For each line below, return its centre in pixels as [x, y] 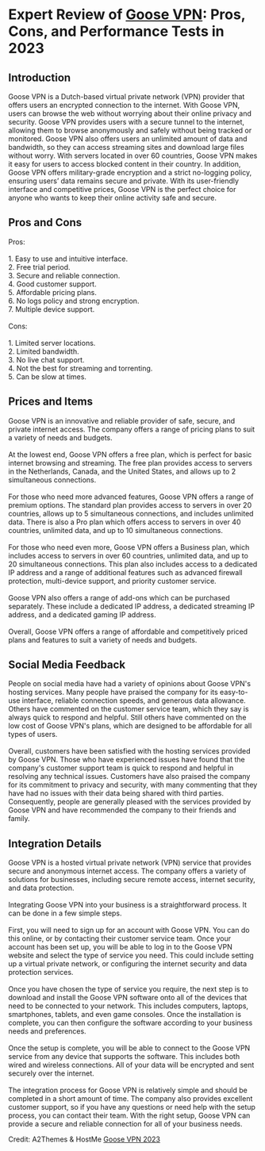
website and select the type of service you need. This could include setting [131, 955]
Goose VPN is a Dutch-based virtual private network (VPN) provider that [127, 96]
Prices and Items [51, 402]
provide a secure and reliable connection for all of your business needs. [125, 1124]
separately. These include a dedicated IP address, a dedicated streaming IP [132, 606]
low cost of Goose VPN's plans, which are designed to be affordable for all [130, 726]
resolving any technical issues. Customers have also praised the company [129, 777]
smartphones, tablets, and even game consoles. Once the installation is [125, 1015]
